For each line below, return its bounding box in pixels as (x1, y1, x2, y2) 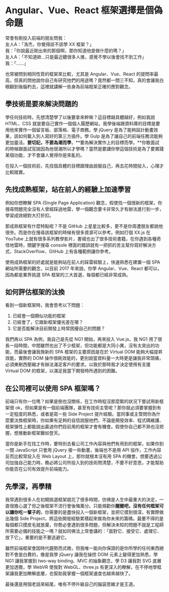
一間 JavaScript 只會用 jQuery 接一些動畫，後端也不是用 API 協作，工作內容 (5, 447, 162, 453)
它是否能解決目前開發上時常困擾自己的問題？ (12, 325, 106, 331)
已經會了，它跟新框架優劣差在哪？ (12, 319, 83, 325)
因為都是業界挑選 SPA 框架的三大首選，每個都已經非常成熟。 (5, 271, 131, 278)
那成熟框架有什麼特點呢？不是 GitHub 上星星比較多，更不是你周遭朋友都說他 (5, 223, 163, 229)
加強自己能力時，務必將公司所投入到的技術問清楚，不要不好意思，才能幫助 (9, 460, 164, 466)
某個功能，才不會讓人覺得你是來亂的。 (5, 152, 84, 158)
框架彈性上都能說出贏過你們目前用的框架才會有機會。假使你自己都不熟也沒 (5, 424, 159, 430)
